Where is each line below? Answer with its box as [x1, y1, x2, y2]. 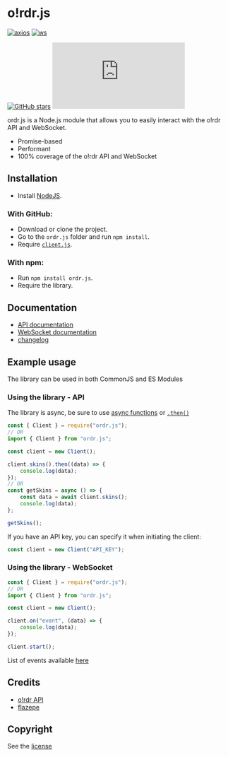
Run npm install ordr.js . [17, 274, 93, 282]
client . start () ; [7, 643, 55, 650]
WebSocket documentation [17, 328, 97, 336]
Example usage [7, 356, 76, 368]
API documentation [17, 320, 74, 329]
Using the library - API [7, 392, 85, 402]
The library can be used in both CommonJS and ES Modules [7, 375, 184, 383]
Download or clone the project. [17, 225, 108, 234]
